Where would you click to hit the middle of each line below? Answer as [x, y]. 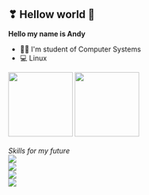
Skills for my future [39, 151]
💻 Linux [33, 58]
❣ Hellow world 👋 [52, 15]
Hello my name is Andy [47, 33]
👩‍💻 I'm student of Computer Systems [80, 49]
